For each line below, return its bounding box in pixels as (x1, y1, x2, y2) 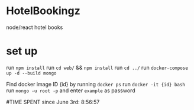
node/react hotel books (6, 24, 63, 31)
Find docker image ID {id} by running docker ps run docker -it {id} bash (6, 80, 185, 88)
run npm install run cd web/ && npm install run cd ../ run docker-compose (6, 64, 188, 71)
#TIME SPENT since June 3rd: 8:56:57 (6, 98, 100, 105)
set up (6, 44, 38, 58)
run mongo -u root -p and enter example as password (6, 87, 135, 94)
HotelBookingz (6, 4, 81, 18)
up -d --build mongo (6, 70, 57, 76)
